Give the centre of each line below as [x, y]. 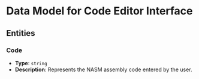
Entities [21, 33]
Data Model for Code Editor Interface [99, 11]
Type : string [31, 63]
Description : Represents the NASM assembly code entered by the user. [104, 69]
